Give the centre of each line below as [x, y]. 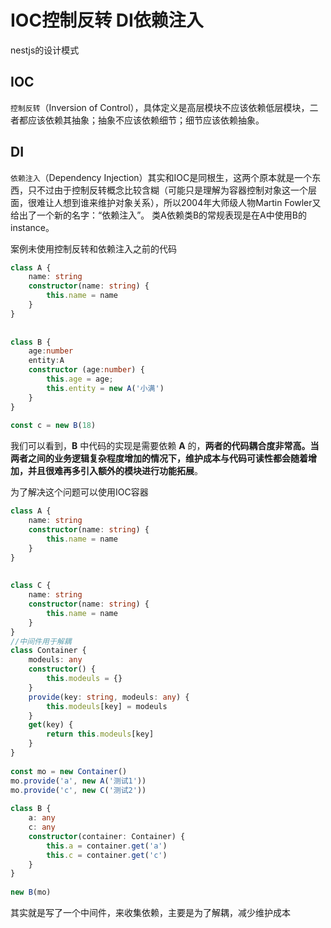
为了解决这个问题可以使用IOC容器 [79, 492]
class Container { [48, 651]
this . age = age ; [80, 379]
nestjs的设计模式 [45, 50]
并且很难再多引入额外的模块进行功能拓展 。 [115, 471]
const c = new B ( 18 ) [53, 426]
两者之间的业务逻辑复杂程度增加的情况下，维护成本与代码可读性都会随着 [159, 458]
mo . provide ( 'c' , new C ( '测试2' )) [78, 790]
